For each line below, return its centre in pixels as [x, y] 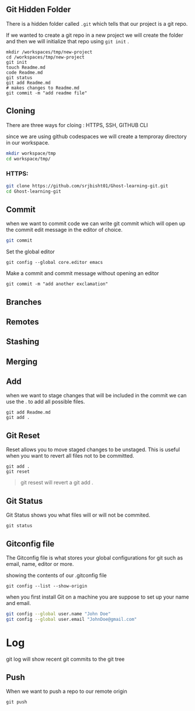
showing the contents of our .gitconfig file [56, 575]
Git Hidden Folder [39, 10]
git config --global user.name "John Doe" [58, 614]
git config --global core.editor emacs [55, 263]
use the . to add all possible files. [46, 402]
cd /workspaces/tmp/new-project [45, 57]
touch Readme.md [26, 67]
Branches [24, 302]
